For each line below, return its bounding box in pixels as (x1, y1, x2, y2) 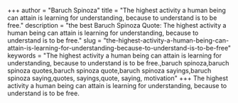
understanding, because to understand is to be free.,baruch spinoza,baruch (7, 59, 229, 67)
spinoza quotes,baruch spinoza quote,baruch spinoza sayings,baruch (7, 67, 212, 75)
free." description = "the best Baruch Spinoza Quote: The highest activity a (7, 21, 227, 29)
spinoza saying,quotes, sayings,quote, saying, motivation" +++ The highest (7, 74, 229, 82)
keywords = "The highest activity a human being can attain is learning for (7, 51, 222, 60)
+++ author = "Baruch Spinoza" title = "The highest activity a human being (7, 6, 226, 14)
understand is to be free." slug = (7, 36, 102, 45)
